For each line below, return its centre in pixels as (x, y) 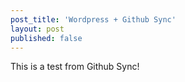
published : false (46, 38)
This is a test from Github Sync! (75, 67)
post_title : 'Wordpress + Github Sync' (93, 19)
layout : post (37, 29)
